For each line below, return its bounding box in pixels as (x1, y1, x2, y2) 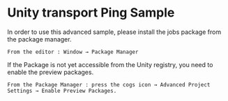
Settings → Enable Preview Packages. (7, 87, 117, 94)
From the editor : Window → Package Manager (7, 48, 139, 55)
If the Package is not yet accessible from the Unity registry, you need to (7, 60, 213, 68)
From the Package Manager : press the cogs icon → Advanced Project (7, 81, 211, 88)
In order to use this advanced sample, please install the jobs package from (7, 28, 222, 36)
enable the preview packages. (7, 68, 94, 76)
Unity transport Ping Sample (7, 5, 175, 21)
